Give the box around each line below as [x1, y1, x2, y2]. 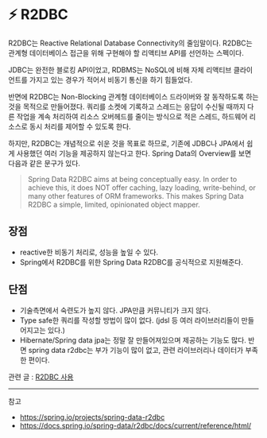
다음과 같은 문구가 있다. [8, 158, 81, 168]
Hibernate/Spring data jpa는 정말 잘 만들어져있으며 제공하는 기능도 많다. [19, 335, 246, 345]
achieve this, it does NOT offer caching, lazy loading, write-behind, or [27, 183, 256, 192]
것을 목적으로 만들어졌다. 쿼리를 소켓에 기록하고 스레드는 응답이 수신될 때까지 [8, 102, 246, 111]
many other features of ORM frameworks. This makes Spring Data [27, 191, 244, 200]
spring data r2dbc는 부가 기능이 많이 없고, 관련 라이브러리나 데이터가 [28, 345, 244, 355]
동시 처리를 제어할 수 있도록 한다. [29, 122, 131, 131]
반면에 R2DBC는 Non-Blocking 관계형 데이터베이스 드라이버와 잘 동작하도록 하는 [8, 91, 259, 101]
